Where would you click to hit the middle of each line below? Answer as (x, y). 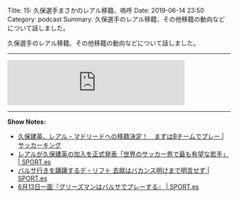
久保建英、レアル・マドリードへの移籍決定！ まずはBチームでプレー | (121, 136)
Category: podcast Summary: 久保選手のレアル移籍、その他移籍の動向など (116, 19)
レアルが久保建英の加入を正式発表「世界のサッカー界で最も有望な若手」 (123, 154)
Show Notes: (27, 122)
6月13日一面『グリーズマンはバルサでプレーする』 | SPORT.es (108, 187)
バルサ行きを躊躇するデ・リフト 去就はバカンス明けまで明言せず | (114, 170)
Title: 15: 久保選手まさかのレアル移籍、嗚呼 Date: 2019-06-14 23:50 (106, 10)
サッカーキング (39, 145)
